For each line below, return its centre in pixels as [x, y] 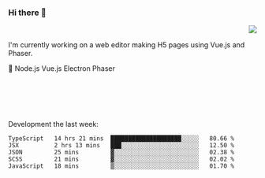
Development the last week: [53, 124]
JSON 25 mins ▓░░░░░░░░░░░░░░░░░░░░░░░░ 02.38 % [121, 153]
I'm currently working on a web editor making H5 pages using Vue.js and [127, 45]
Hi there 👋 [28, 13]
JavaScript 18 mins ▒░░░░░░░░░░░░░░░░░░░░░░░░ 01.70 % [121, 166]
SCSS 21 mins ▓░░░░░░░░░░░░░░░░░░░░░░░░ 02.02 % [121, 159]
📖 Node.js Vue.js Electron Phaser [62, 69]
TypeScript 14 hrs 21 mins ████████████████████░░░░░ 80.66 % [121, 139]
